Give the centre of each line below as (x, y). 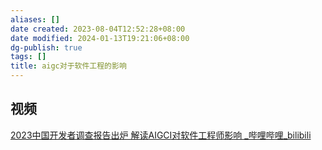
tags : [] (28, 57)
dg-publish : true (46, 47)
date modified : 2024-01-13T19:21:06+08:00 (100, 38)
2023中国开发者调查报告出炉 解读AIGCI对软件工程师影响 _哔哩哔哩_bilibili (161, 135)
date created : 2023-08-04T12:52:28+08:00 (98, 29)
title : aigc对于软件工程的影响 (68, 66)
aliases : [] (35, 19)
